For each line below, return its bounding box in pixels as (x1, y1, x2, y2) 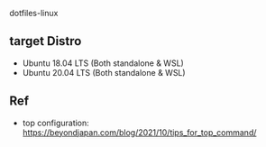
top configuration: (22, 117, 90, 128)
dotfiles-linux (9, 8, 59, 18)
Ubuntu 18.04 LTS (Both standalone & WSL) (22, 58, 185, 69)
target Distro (9, 33, 82, 49)
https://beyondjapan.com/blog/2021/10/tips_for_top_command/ (22, 126, 257, 138)
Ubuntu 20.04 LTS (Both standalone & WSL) (22, 67, 187, 78)
